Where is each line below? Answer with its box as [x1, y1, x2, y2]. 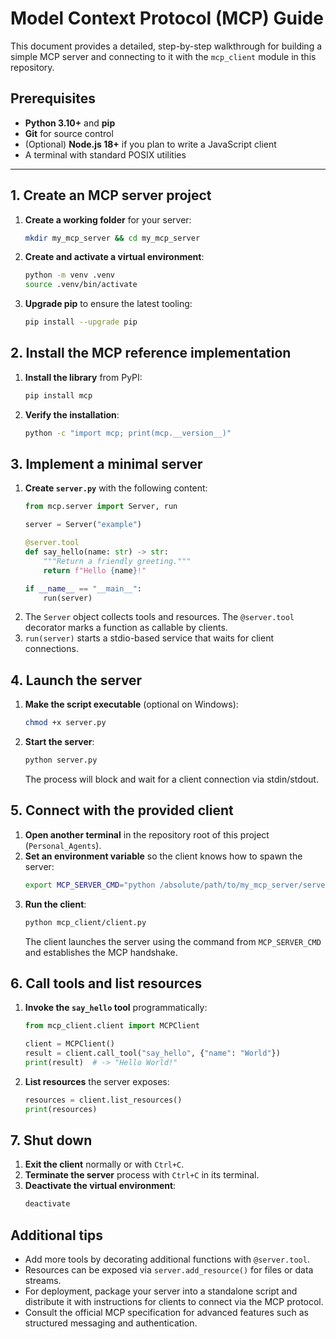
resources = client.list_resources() [24, 1095, 183, 1105]
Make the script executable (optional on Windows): [24, 698, 239, 711]
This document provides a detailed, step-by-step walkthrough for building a [10, 40, 323, 52]
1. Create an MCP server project [10, 187, 212, 204]
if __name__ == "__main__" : [24, 583, 143, 594]
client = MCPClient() [24, 1039, 115, 1049]
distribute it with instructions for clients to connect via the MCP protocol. [24, 1296, 324, 1308]
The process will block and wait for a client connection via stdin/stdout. [24, 773, 319, 785]
